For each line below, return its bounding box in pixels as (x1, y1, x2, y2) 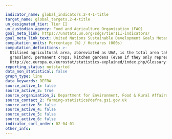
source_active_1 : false (5, 83, 56, 88)
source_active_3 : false (5, 102, 56, 107)
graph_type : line (5, 74, 42, 79)
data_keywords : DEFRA (5, 79, 52, 84)
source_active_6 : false (5, 117, 56, 122)
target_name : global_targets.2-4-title (5, 16, 91, 22)
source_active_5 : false (5, 112, 56, 117)
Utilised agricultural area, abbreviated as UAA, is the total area (10, 50, 159, 55)
